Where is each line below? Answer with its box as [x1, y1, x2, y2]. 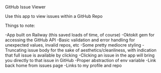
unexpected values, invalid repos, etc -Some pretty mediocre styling [5, 42, 142, 48]
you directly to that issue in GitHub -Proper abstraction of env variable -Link [5, 58, 156, 63]
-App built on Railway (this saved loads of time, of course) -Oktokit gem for [5, 32, 155, 37]
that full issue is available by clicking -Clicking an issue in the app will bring [5, 52, 155, 58]
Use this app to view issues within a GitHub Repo [5, 13, 103, 19]
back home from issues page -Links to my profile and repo [5, 62, 122, 68]
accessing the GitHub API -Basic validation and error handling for [5, 37, 135, 43]
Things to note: [5, 23, 35, 28]
